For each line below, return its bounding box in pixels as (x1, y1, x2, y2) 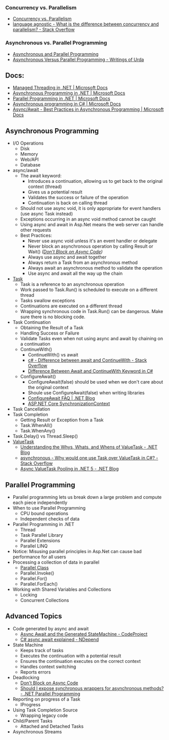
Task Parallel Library (20, 532, 64, 538)
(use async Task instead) (20, 211, 73, 217)
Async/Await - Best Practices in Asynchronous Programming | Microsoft (12, 106, 164, 112)
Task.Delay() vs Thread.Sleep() (12, 433, 78, 439)
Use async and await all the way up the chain (27, 270, 123, 277)
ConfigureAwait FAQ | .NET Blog (27, 395, 95, 401)
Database (20, 162, 41, 168)
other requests (20, 227, 51, 233)
